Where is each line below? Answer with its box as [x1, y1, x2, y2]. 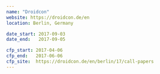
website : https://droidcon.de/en [6, 14, 90, 20]
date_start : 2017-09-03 [6, 31, 66, 37]
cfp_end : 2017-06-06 [6, 53, 63, 59]
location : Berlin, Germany [6, 20, 74, 26]
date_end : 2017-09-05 [6, 37, 66, 43]
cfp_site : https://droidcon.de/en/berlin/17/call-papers [6, 58, 154, 64]
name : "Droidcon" [6, 8, 50, 15]
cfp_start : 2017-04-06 [6, 48, 63, 54]
